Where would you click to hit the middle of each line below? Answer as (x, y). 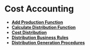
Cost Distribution (29, 32)
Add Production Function (37, 22)
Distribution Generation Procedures (48, 42)
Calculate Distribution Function (44, 27)
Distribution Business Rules (40, 37)
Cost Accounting (39, 9)
